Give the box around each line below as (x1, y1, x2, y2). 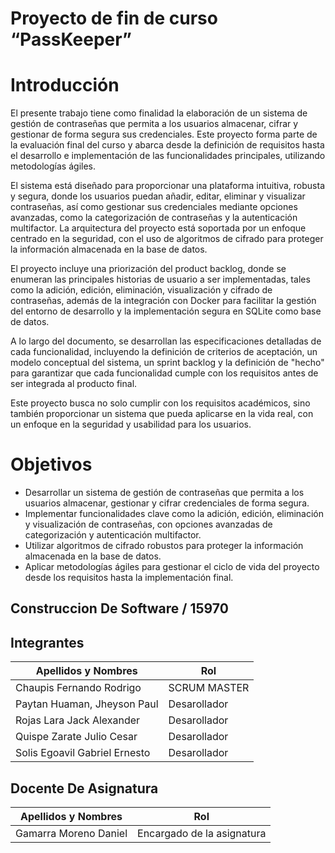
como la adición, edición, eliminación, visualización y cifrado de (10, 284, 273, 296)
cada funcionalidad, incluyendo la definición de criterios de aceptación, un (10, 346, 318, 358)
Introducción (10, 74, 120, 97)
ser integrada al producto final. (10, 378, 138, 390)
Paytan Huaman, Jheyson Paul (15, 697, 159, 711)
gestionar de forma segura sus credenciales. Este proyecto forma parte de (10, 128, 318, 141)
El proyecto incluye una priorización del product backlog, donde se (10, 263, 287, 275)
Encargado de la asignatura (137, 827, 267, 841)
